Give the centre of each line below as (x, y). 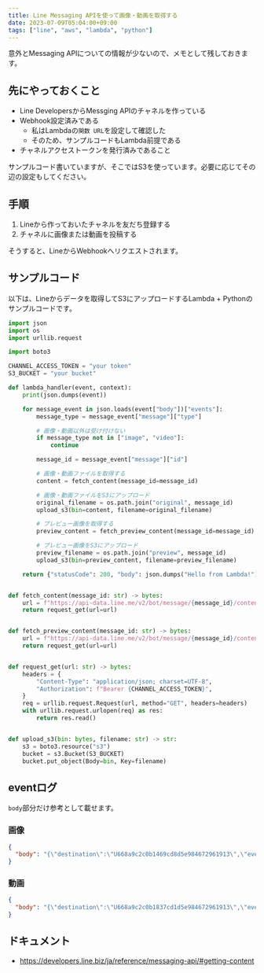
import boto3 (29, 352)
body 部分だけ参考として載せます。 (63, 808)
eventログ (33, 787)
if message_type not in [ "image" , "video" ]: (110, 438)
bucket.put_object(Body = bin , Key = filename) (95, 761)
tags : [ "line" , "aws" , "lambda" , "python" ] (81, 30)
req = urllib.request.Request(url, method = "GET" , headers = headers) (135, 704)
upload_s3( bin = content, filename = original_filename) (125, 510)
